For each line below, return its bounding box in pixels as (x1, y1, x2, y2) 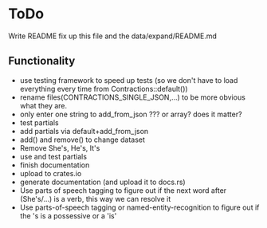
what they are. (19, 100, 68, 110)
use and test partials (19, 151, 88, 161)
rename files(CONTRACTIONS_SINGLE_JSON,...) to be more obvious (19, 92, 245, 102)
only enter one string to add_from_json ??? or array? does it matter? (19, 109, 242, 119)
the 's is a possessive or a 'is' (19, 210, 117, 220)
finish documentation (19, 160, 90, 170)
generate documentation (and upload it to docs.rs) (19, 177, 186, 187)
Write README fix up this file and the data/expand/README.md (8, 31, 218, 41)
